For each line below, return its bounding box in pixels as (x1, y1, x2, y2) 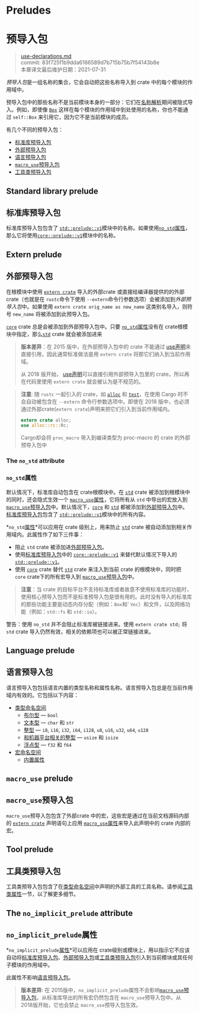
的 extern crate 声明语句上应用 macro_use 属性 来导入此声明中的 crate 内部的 (6, 819, 191, 826)
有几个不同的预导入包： (6, 126, 63, 134)
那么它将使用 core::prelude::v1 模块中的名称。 (6, 232, 119, 239)
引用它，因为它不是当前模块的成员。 (43, 113, 132, 121)
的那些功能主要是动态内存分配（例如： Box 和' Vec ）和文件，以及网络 (20, 600, 185, 607)
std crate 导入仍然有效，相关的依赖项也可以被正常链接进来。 (6, 628, 155, 635)
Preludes (6, 4, 52, 17)
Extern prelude (6, 249, 62, 259)
